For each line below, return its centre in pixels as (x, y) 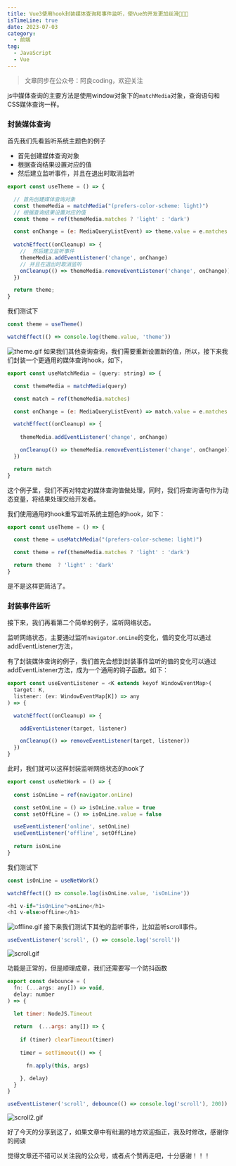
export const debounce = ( (47, 982)
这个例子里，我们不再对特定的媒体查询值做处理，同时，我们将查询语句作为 (115, 490)
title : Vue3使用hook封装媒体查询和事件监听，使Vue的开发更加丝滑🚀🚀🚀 (98, 14)
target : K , (29, 690)
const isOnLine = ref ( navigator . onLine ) (73, 795)
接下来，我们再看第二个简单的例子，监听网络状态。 (81, 622)
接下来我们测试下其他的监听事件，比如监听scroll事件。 (122, 927)
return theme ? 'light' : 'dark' (64, 565)
